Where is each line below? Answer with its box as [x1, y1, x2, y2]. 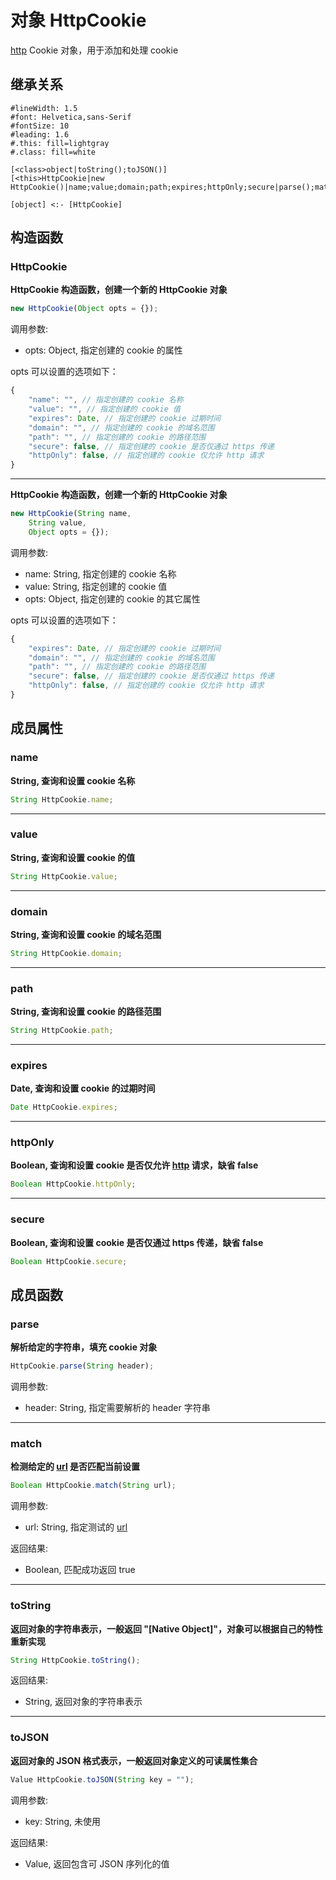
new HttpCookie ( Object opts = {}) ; [10, 304, 159, 314]
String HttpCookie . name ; [10, 794, 114, 805]
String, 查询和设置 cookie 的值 [10, 851, 136, 863]
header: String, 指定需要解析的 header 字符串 [24, 1402, 211, 1414]
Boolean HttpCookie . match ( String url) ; [10, 1481, 177, 1491]
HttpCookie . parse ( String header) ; [10, 1361, 155, 1371]
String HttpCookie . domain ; [10, 948, 123, 958]
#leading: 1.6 [10, 129, 70, 140]
